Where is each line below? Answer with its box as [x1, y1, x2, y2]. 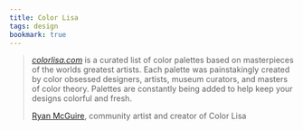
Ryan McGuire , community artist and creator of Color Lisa [31, 110, 247, 122]
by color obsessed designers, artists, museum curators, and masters [31, 74, 288, 85]
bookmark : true [9, 30, 67, 39]
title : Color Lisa [9, 13, 79, 23]
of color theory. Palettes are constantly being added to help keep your [31, 83, 293, 95]
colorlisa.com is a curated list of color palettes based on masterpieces [31, 55, 294, 66]
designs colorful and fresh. [31, 93, 133, 104]
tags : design [9, 22, 59, 31]
